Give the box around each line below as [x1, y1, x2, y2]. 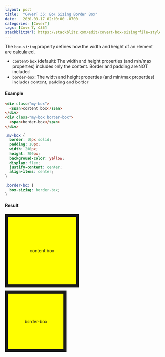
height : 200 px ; [9, 151, 41, 156]
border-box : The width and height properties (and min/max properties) [12, 74, 155, 80]
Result [5, 202, 19, 209]
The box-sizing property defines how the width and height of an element [5, 44, 153, 49]
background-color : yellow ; [9, 156, 65, 161]
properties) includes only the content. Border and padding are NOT [12, 63, 148, 69]
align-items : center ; [9, 169, 54, 174]
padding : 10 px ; [9, 142, 41, 147]
